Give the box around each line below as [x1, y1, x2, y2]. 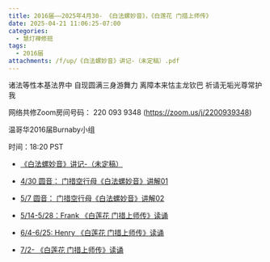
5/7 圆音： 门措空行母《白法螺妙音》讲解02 [19, 193, 165, 203]
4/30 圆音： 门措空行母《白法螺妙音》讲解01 [19, 175, 168, 186]
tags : [8, 42, 27, 50]
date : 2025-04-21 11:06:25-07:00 [8, 19, 121, 27]
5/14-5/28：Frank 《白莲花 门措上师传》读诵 [19, 210, 168, 220]
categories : [8, 27, 49, 35]
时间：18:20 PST [8, 142, 64, 151]
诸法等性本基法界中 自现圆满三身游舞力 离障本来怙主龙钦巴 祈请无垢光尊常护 [8, 80, 263, 90]
